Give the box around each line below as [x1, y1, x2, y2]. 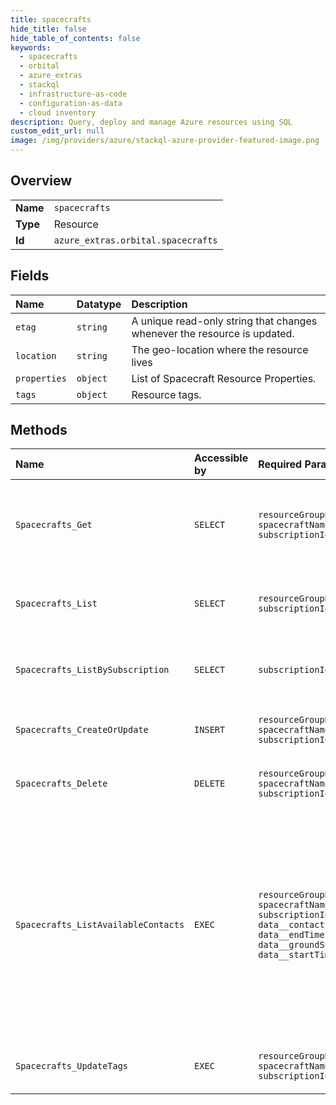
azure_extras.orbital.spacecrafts [53, 234, 218, 246]
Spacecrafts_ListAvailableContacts [15, 919, 185, 931]
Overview [10, 172, 73, 190]
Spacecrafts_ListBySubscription [15, 664, 170, 676]
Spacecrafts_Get [15, 519, 93, 531]
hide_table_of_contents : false [10, 33, 141, 43]
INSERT [194, 724, 226, 736]
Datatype [76, 297, 122, 311]
